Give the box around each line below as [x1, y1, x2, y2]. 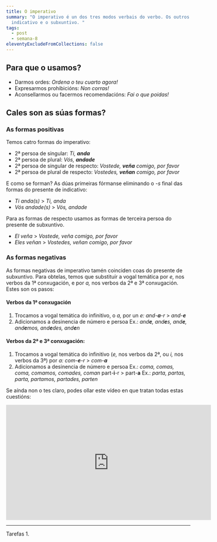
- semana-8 [11, 36, 38, 42]
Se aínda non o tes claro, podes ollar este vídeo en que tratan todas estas [6, 387, 184, 394]
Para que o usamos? [6, 63, 82, 73]
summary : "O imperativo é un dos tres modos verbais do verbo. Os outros [6, 14, 190, 20]
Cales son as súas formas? [6, 108, 106, 118]
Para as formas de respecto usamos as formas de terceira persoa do [6, 215, 172, 222]
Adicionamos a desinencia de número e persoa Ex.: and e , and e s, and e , [14, 318, 187, 325]
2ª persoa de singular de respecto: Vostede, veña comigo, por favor [14, 162, 180, 170]
